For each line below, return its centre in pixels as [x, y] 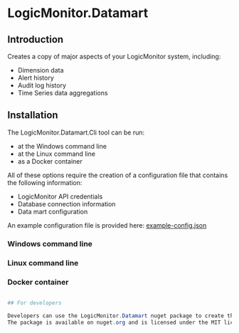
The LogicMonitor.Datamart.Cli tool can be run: [76, 132]
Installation [33, 115]
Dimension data [41, 70]
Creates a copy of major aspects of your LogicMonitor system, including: [114, 56]
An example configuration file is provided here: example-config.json [107, 225]
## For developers [34, 303]
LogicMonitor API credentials [60, 196]
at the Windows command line [62, 146]
